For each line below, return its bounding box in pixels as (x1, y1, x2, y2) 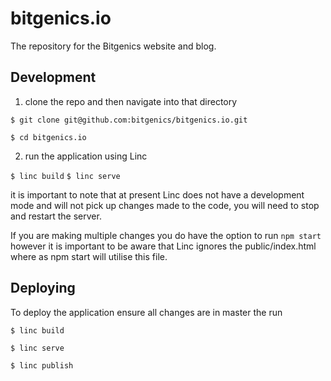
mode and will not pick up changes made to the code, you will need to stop (10, 199, 320, 211)
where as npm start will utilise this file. (10, 250, 168, 262)
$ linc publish (10, 360, 74, 371)
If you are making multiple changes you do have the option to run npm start (10, 229, 322, 241)
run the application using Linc (24, 150, 148, 162)
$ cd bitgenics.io (10, 132, 87, 142)
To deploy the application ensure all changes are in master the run (10, 306, 283, 318)
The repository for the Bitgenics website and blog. (10, 40, 217, 52)
